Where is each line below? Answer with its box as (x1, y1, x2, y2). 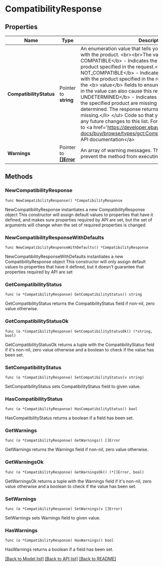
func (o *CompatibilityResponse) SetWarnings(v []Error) (5, 506, 123, 512)
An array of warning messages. (80, 147, 152, 154)
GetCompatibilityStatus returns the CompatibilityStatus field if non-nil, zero (5, 300, 155, 306)
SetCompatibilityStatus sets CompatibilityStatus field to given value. (5, 383, 141, 389)
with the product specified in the (80, 76, 154, 82)
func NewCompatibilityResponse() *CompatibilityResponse (5, 198, 123, 203)
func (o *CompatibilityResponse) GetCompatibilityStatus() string (5, 292, 142, 297)
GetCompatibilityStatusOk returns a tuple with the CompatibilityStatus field (5, 342, 154, 347)
